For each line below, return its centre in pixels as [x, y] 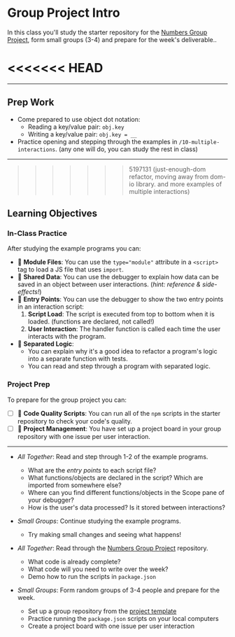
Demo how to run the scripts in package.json [92, 576]
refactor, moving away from [169, 176]
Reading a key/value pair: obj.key [76, 127]
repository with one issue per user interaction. [84, 436]
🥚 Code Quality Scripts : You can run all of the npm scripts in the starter [119, 413]
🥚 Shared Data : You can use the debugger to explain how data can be [118, 277]
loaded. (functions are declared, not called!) [91, 322]
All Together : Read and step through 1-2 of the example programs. [113, 456]
